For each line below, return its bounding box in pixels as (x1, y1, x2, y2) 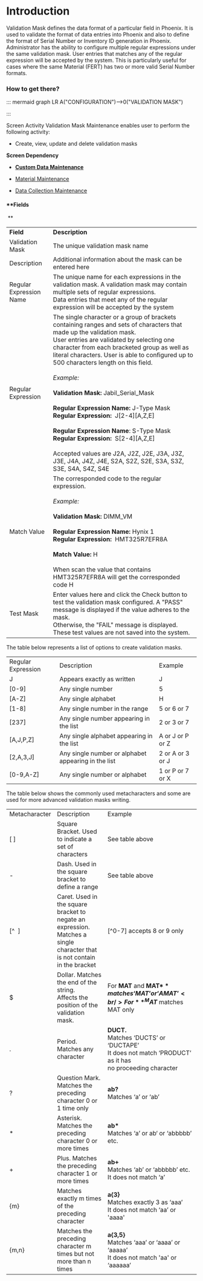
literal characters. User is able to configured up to (53, 351, 193, 359)
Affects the (57, 994, 89, 1002)
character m (57, 1242, 92, 1251)
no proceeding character (108, 1064, 178, 1072)
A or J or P (159, 732, 189, 741)
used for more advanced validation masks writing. (6, 796, 131, 804)
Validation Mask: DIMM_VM (53, 513, 133, 521)
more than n (57, 1257, 92, 1266)
